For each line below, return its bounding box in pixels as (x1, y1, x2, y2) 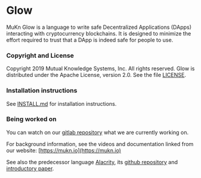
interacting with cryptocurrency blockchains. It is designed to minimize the (6, 29, 191, 37)
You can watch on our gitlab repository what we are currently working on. (6, 129, 189, 136)
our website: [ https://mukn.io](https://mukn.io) (6, 147, 122, 154)
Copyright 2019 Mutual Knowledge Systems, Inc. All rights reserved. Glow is (6, 65, 195, 72)
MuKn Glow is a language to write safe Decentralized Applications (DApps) (6, 23, 192, 31)
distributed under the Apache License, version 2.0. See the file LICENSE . (6, 72, 187, 79)
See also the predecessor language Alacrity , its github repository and (6, 158, 178, 165)
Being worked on (6, 115, 57, 123)
